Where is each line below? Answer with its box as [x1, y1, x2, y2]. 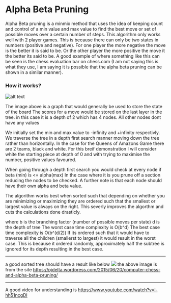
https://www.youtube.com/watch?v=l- [78, 287, 158, 293]
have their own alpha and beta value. [5, 183, 83, 189]
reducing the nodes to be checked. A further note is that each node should [5, 178, 162, 184]
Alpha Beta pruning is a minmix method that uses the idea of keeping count [5, 20, 163, 27]
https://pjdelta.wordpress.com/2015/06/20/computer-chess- [33, 267, 161, 273]
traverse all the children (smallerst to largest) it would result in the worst [5, 235, 156, 241]
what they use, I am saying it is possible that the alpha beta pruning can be [5, 64, 162, 70]
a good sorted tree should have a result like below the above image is [5, 261, 157, 267]
